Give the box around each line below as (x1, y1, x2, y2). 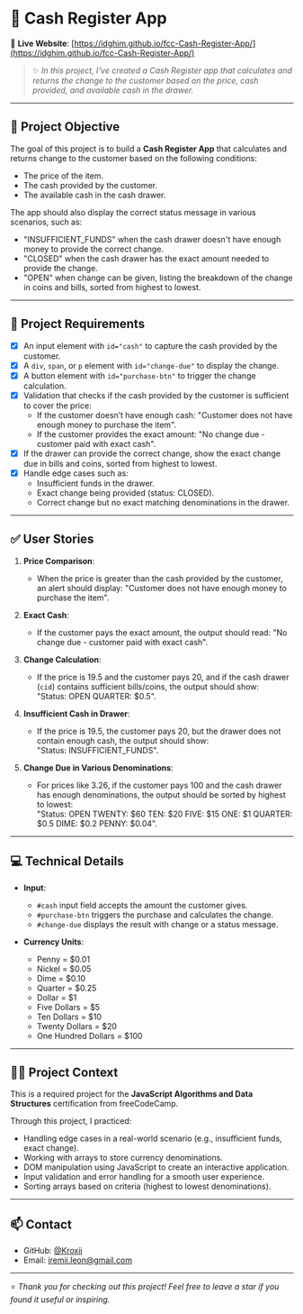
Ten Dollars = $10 (36, 1011, 102, 1022)
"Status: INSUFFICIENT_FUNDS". (36, 744, 159, 755)
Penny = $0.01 (36, 954, 91, 964)
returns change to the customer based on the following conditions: (10, 152, 257, 163)
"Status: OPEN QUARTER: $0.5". (36, 690, 156, 701)
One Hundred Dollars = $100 (36, 1030, 143, 1041)
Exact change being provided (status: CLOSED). (36, 487, 215, 498)
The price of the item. (22, 170, 104, 181)
